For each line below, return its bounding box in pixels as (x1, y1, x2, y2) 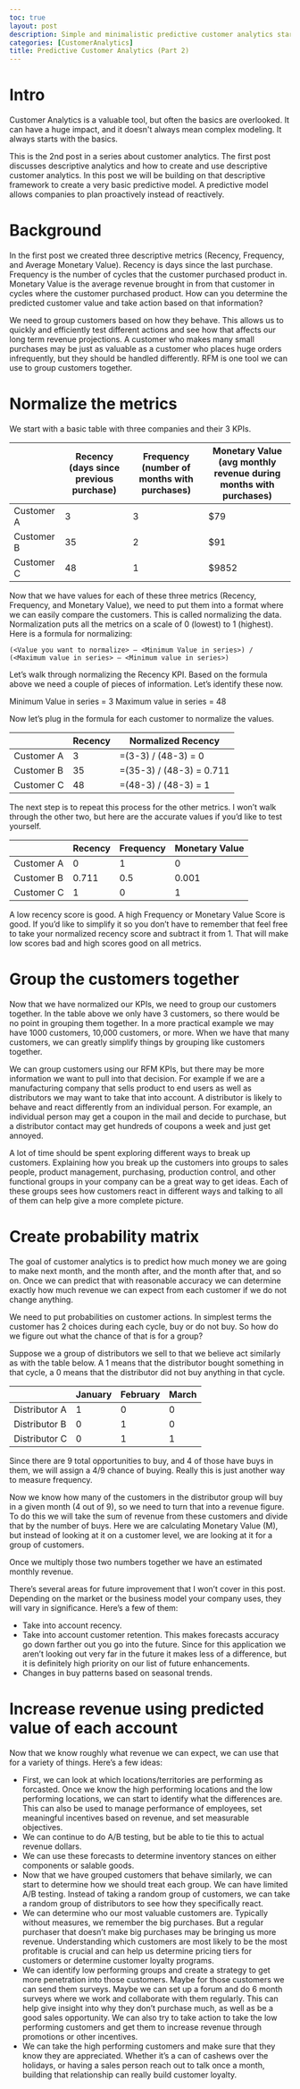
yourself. (9, 820, 42, 831)
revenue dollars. (21, 1841, 82, 1852)
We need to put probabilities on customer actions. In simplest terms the (9, 1311, 272, 1322)
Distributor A (13, 1403, 67, 1416)
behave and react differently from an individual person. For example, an (9, 1101, 272, 1112)
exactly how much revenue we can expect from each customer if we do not (9, 1284, 287, 1295)
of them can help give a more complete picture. (9, 1194, 184, 1205)
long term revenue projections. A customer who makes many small (9, 334, 254, 345)
